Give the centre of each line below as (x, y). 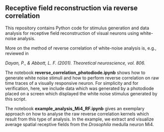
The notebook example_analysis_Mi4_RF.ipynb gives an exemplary (75, 108)
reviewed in (17, 53)
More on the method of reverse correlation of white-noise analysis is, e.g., (81, 48)
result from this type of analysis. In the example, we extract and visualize (80, 119)
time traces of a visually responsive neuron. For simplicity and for (72, 83)
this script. (16, 99)
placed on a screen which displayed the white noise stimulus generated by (81, 93)
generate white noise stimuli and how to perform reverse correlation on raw (82, 78)
